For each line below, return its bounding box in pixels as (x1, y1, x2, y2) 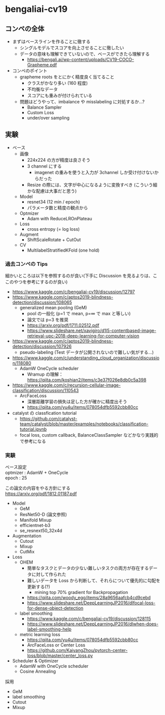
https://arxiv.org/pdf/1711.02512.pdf (27, 323, 100, 328)
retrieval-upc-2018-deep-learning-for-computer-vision (27, 333, 140, 339)
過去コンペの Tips (5, 260, 48, 267)
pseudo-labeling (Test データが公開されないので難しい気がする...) (19, 349, 154, 355)
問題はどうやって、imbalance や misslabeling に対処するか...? (19, 99, 145, 105)
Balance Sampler (27, 104, 62, 110)
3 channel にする (27, 163, 62, 169)
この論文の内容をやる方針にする (5, 485, 71, 491)
